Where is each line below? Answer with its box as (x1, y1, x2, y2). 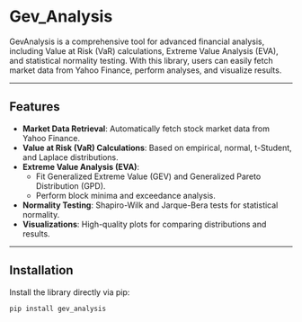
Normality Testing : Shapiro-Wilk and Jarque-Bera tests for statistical (22, 200, 279, 210)
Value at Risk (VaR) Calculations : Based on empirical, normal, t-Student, (22, 142, 292, 153)
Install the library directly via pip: (9, 286, 130, 298)
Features (9, 99, 60, 114)
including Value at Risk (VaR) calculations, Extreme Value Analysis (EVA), (9, 45, 279, 56)
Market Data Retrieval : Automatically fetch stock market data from (22, 123, 271, 134)
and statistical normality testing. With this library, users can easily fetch (9, 55, 273, 66)
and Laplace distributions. (22, 151, 119, 163)
